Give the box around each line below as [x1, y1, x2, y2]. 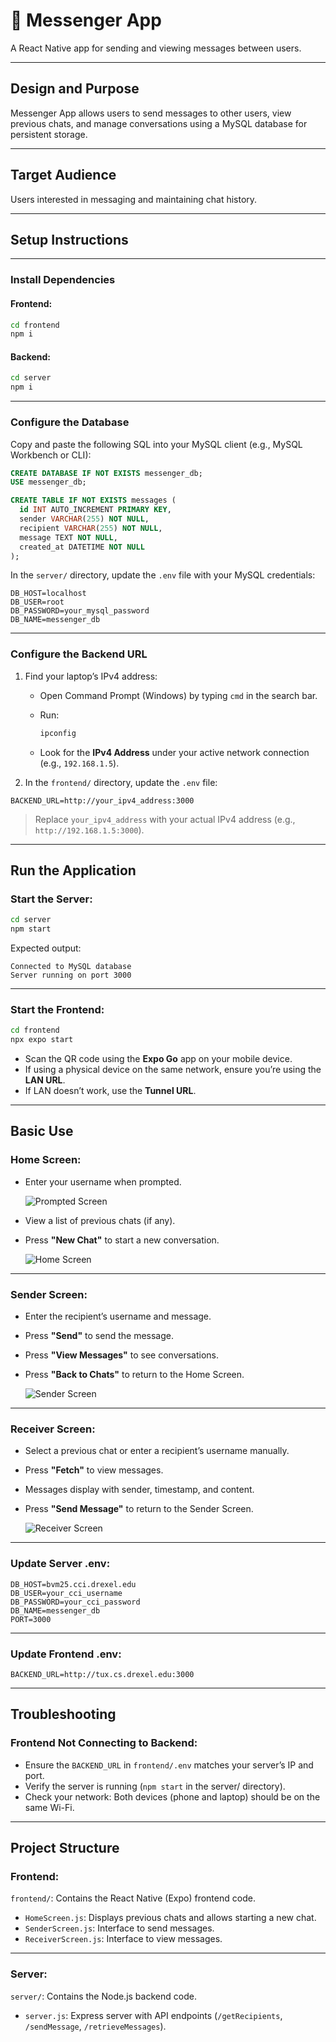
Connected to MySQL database [10, 961, 132, 971]
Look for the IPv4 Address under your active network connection [39, 746, 310, 758]
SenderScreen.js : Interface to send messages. [24, 1922, 215, 1934]
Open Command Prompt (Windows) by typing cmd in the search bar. [39, 689, 318, 701]
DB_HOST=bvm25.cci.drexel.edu [10, 1579, 137, 1589]
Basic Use [10, 1123, 74, 1140]
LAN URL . [24, 1074, 66, 1086]
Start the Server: [10, 892, 93, 906]
